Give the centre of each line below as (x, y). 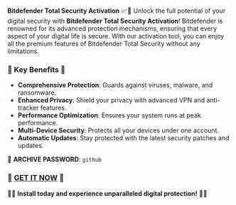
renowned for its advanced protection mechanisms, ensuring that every (112, 28)
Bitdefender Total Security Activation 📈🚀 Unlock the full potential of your (117, 11)
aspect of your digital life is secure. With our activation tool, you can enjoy (116, 36)
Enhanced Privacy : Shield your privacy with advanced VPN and (111, 100)
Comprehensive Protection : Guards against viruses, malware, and (115, 85)
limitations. (23, 51)
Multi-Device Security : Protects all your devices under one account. (118, 130)
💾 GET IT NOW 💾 (36, 178)
